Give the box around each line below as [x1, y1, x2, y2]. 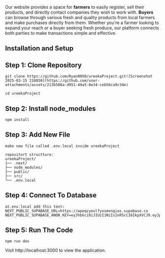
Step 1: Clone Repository [5, 61, 82, 69]
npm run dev [5, 239, 29, 244]
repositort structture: [5, 152, 54, 157]
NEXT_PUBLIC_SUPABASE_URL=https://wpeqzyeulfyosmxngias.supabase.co [5, 208, 148, 213]
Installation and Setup [5, 44, 74, 53]
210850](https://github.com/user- [29, 78, 100, 83]
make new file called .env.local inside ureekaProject [5, 143, 120, 148]
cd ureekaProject [5, 91, 41, 96]
